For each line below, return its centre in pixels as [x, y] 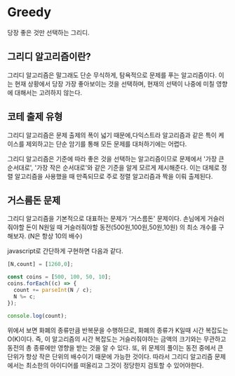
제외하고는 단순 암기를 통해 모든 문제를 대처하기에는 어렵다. [106, 144]
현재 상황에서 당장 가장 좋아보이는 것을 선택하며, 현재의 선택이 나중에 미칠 [115, 83]
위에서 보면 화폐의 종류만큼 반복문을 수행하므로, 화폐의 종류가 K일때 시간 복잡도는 [118, 330]
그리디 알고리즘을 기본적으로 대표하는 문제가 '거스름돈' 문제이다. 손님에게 [107, 219]
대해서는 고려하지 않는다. [48, 93]
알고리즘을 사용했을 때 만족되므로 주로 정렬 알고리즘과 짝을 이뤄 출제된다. [114, 176]
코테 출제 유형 [35, 117]
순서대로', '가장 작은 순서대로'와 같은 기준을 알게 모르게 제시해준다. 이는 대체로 [113, 167]
